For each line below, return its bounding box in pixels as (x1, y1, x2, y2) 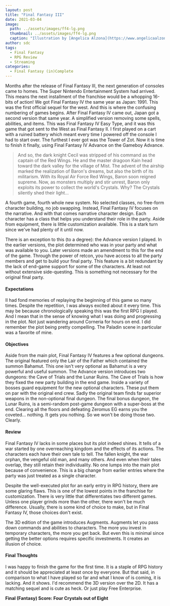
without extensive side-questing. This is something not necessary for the (5, 269, 158, 275)
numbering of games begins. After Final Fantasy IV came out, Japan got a (5, 110, 159, 116)
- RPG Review (10, 54, 37, 60)
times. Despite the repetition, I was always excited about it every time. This (5, 303, 161, 309)
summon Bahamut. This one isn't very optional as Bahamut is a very (5, 363, 147, 369)
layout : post (5, 7, 33, 13)
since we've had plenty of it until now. (5, 227, 84, 233)
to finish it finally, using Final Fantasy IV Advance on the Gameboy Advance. (5, 142, 164, 148)
